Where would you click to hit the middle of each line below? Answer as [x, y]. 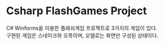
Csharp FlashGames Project [77, 11]
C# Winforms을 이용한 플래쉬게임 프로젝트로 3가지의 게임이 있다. [82, 28]
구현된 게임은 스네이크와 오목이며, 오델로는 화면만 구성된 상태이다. [82, 35]
